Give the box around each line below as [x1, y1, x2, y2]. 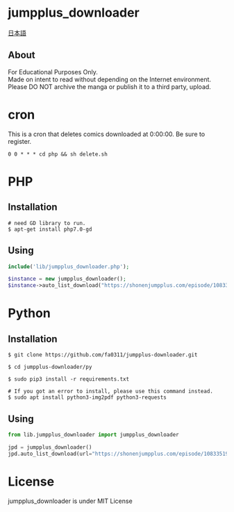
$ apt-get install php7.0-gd [8, 226, 92, 233]
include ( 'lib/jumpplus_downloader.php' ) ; [8, 263, 130, 270]
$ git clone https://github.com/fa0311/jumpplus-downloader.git [8, 352, 198, 358]
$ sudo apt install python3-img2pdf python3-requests [8, 394, 167, 401]
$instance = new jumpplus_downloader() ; [8, 276, 127, 283]
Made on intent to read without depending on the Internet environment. [8, 75, 211, 83]
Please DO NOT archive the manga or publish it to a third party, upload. [8, 82, 211, 91]
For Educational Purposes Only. [8, 67, 98, 76]
